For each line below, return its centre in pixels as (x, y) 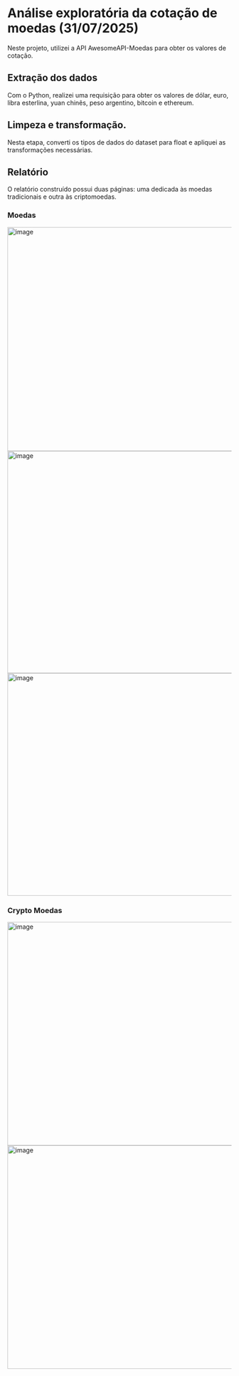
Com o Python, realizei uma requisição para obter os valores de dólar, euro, (118, 95)
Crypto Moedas (35, 910)
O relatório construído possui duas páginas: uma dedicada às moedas (110, 189)
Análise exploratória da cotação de (112, 13)
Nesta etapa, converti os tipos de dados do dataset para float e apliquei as (117, 142)
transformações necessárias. (50, 150)
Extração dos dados (53, 78)
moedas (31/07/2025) (73, 28)
